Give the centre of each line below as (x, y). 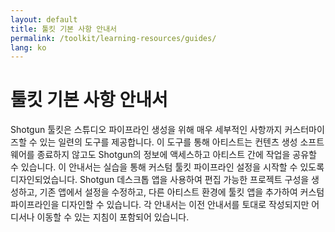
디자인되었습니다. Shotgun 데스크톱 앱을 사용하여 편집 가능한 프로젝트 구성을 (160, 180)
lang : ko (28, 47)
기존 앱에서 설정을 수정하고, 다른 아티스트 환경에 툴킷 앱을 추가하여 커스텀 (182, 192)
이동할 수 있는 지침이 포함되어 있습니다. (113, 217)
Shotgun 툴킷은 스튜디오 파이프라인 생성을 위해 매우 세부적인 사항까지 (146, 130)
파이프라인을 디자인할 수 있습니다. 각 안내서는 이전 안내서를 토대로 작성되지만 (160, 205)
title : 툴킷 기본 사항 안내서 (64, 29)
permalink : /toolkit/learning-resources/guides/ (113, 38)
